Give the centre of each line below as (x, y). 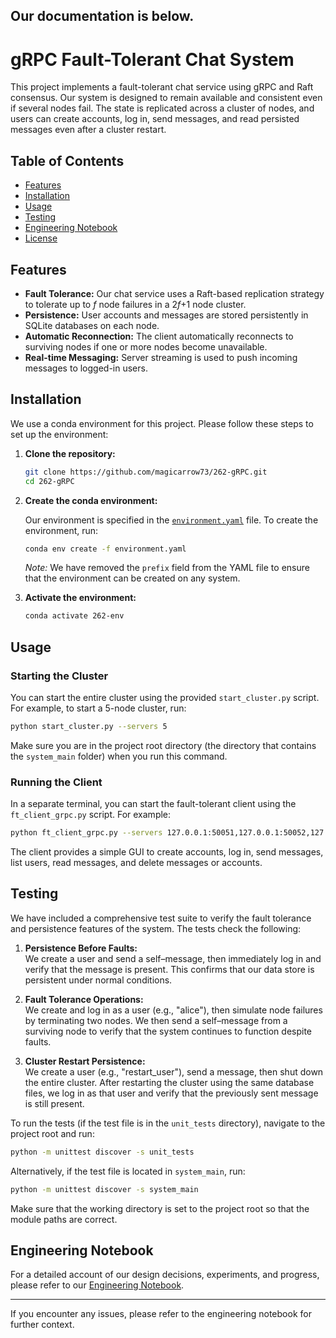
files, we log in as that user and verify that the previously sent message (171, 1093)
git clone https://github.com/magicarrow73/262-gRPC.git (146, 472)
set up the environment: (59, 434)
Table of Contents (67, 160)
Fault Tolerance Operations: (84, 999)
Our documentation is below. (102, 16)
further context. (42, 1325)
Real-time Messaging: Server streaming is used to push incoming (161, 357)
